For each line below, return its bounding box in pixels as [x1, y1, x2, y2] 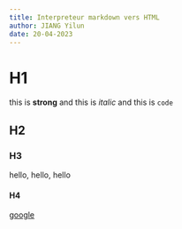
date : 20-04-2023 [9, 29, 73, 38]
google [9, 209, 35, 220]
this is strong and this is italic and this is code [9, 97, 174, 107]
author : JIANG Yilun [9, 21, 86, 30]
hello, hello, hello [9, 170, 71, 180]
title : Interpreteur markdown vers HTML [9, 12, 161, 22]
